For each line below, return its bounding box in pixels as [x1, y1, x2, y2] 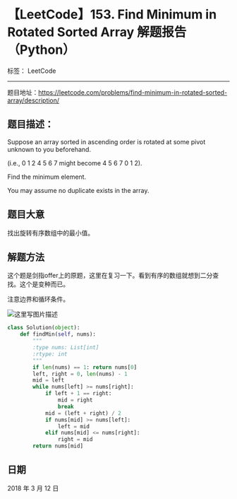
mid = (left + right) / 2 [44, 409, 121, 417]
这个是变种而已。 [19, 280, 69, 288]
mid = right [57, 397, 93, 404]
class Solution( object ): [7, 324, 80, 331]
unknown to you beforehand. [7, 145, 92, 153]
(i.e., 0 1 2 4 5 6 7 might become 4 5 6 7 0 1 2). [7, 158, 142, 167]
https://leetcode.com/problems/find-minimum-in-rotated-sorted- [38, 88, 228, 96]
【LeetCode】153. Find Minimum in [7, 6, 217, 23]
